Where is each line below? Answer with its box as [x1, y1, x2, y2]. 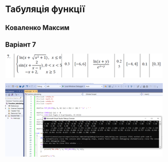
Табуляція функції [5, 3, 85, 15]
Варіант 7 [5, 40, 36, 48]
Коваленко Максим [5, 23, 70, 32]
